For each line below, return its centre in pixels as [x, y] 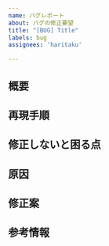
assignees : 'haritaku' [45, 45]
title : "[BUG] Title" [44, 30]
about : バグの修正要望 [41, 23]
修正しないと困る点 [54, 144]
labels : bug [27, 38]
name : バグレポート [36, 15]
